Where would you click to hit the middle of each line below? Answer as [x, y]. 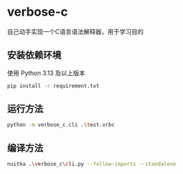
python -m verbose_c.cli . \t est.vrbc [61, 125]
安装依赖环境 [34, 55]
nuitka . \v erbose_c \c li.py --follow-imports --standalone [91, 164]
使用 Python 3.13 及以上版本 [46, 73]
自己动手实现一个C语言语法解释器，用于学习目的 [75, 31]
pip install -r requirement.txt [53, 86]
